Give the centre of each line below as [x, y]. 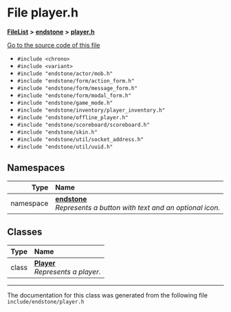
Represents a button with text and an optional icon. [137, 207]
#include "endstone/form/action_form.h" [76, 81]
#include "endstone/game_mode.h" [65, 103]
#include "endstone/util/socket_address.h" [80, 139]
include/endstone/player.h [46, 302]
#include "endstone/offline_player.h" [73, 117]
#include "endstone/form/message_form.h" [77, 88]
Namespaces [36, 168]
